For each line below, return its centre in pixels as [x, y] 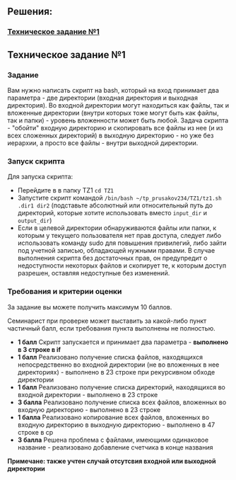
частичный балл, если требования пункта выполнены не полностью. [111, 328]
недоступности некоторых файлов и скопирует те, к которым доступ [122, 265]
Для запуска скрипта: [40, 177]
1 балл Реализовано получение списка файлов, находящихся [110, 357]
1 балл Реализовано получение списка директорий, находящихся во [122, 387]
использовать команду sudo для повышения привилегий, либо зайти [122, 243]
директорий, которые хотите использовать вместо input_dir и [112, 213]
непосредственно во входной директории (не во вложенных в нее [118, 365]
